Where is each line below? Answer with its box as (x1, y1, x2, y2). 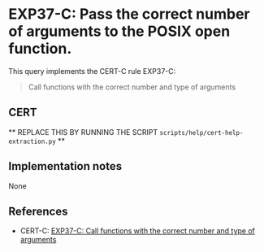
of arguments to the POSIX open (8, 22, 231, 41)
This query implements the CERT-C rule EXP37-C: (8, 66, 176, 76)
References (8, 204, 68, 218)
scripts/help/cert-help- (159, 128, 244, 137)
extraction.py (8, 137, 57, 146)
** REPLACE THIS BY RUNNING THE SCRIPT (8, 127, 158, 137)
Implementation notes (8, 159, 123, 173)
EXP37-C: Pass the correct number (8, 5, 250, 24)
